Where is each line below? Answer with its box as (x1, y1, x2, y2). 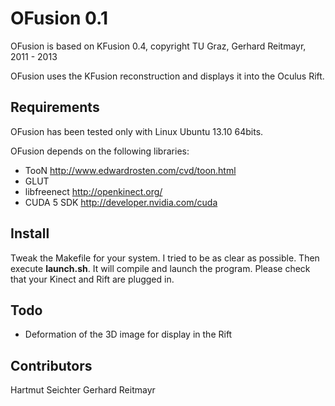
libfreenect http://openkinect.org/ (24, 185, 163, 197)
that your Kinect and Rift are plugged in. (10, 273, 175, 285)
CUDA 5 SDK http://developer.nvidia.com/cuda (24, 196, 218, 208)
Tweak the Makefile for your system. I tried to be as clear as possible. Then (10, 252, 320, 264)
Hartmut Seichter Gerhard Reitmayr (10, 384, 156, 396)
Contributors (10, 357, 93, 374)
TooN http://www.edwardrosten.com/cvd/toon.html (24, 164, 237, 176)
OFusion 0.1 (10, 7, 108, 30)
